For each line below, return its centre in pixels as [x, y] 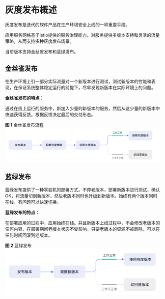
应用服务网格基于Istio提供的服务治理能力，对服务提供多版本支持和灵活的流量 [82, 35]
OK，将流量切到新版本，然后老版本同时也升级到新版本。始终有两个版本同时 [82, 196]
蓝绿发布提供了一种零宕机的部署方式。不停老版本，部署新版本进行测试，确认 [82, 190]
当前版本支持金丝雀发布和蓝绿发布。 [42, 52]
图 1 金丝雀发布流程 [25, 125]
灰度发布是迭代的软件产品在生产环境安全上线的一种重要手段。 [68, 25]
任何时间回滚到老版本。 [29, 235]
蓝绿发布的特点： [22, 212]
